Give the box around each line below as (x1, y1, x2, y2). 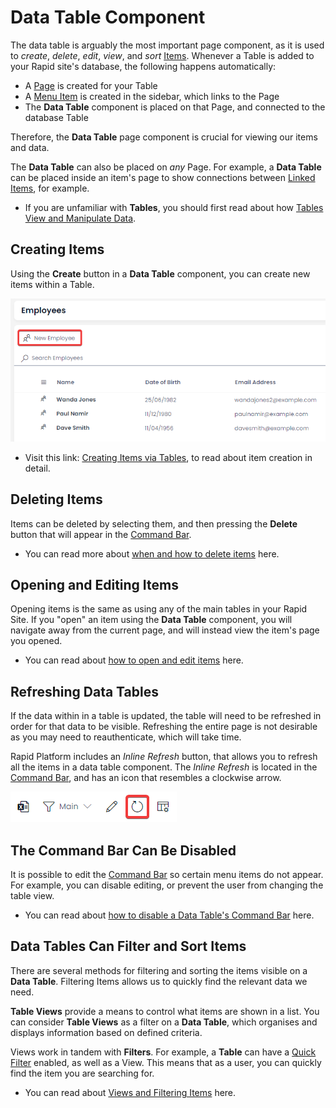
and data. (10, 141, 50, 153)
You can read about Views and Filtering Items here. (24, 1086, 237, 1098)
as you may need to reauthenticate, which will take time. (10, 731, 242, 743)
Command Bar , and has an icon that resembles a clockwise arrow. (10, 772, 282, 784)
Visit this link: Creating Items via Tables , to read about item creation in (24, 451, 313, 463)
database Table (24, 111, 89, 123)
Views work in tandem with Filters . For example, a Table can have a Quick (10, 1046, 317, 1058)
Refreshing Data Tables (10, 683, 159, 700)
